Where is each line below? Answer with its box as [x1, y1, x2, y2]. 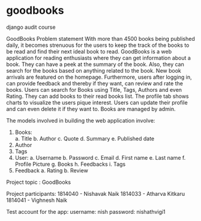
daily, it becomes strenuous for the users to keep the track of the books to [6, 41, 190, 49]
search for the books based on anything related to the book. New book [6, 67, 181, 74]
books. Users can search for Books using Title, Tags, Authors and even [6, 86, 182, 93]
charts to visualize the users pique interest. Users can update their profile [6, 98, 188, 106]
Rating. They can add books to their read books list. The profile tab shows [6, 92, 189, 100]
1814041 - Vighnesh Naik [6, 196, 68, 204]
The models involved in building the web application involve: [6, 117, 155, 124]
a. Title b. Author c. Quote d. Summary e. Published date [14, 135, 155, 142]
